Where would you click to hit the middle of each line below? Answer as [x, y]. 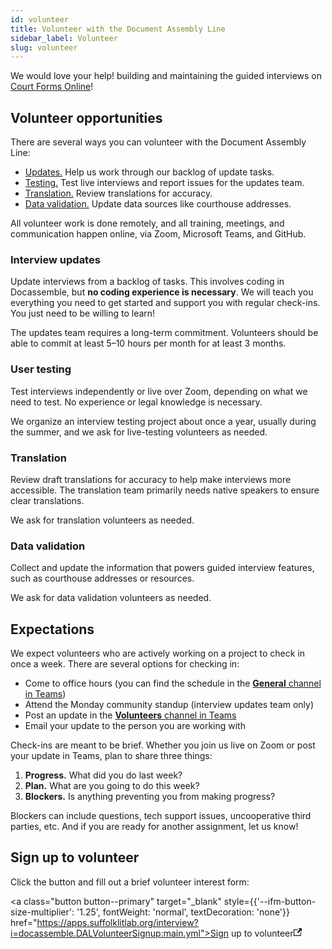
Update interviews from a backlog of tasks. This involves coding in [147, 282]
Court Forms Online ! [52, 87]
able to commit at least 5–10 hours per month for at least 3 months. [148, 343]
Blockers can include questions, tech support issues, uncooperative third [161, 816]
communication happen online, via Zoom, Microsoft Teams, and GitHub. [158, 234]
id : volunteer [40, 19]
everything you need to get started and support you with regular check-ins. [165, 303]
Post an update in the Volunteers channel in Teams [130, 715]
